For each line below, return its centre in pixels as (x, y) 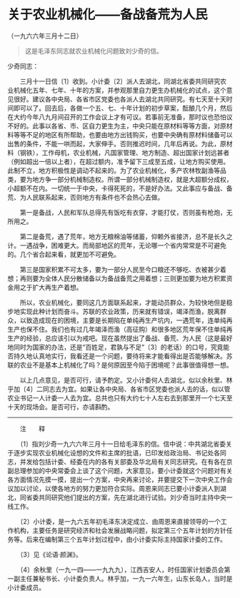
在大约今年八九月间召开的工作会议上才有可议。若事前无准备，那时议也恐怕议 (120, 117)
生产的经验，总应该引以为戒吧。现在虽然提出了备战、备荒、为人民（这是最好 (120, 338)
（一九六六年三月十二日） (45, 36)
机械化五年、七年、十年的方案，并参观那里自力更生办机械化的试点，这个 (120, 90)
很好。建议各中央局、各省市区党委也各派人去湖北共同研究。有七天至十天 (120, 99)
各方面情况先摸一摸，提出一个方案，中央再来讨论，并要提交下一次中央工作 (117, 480)
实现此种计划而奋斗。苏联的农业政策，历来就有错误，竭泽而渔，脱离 (120, 311)
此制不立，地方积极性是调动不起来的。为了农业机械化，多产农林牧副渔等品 (117, 170)
